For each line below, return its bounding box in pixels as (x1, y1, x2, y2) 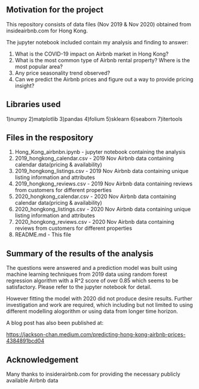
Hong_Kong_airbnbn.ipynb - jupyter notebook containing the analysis (14, 148, 186, 156)
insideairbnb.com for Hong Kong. (6, 27, 88, 34)
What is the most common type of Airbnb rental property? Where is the (14, 56, 190, 63)
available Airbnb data (6, 377, 59, 384)
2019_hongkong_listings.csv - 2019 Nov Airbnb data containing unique (14, 168, 189, 175)
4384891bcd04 (6, 338, 45, 345)
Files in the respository (6, 133, 94, 143)
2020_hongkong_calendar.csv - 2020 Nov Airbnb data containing (14, 193, 176, 200)
